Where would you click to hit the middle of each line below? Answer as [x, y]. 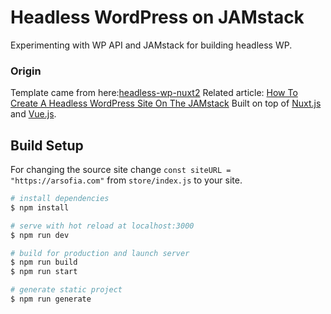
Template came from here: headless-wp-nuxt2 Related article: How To [154, 93]
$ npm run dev [40, 235]
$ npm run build [44, 262]
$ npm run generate [51, 299]
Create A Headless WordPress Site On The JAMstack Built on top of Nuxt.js [166, 103]
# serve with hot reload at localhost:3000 [102, 226]
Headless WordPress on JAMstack [157, 17]
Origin [26, 71]
